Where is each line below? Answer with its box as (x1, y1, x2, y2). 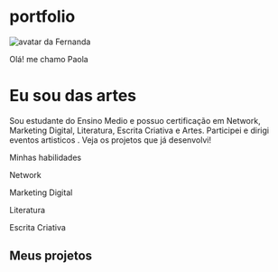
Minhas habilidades (9, 152, 82, 163)
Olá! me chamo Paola (9, 53, 88, 64)
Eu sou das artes (9, 86, 137, 106)
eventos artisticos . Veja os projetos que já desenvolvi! (9, 134, 212, 145)
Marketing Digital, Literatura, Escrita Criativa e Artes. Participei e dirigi (9, 125, 269, 136)
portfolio (9, 6, 76, 27)
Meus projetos (9, 249, 93, 264)
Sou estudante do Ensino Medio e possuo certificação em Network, (9, 115, 261, 126)
